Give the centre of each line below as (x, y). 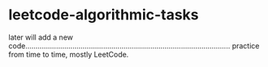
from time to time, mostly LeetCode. (69, 54)
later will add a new (41, 37)
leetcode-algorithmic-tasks (104, 15)
